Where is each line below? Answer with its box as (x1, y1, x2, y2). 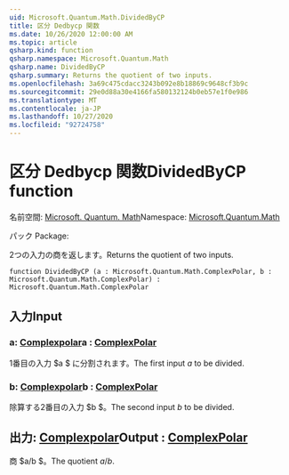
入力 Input (9, 309, 62, 325)
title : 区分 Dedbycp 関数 (9, 21, 100, 30)
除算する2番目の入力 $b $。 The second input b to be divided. (9, 401, 235, 412)
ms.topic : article (9, 37, 77, 47)
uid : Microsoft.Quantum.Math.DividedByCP (9, 12, 165, 22)
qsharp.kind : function (9, 46, 93, 55)
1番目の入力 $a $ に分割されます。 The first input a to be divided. (9, 358, 245, 368)
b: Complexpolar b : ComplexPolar (9, 380, 158, 392)
